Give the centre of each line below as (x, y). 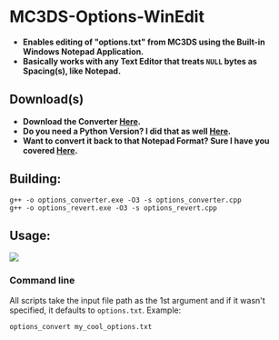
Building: (35, 179)
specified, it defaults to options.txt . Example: (95, 310)
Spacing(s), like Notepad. (71, 71)
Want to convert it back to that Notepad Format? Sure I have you (146, 140)
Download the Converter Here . (81, 121)
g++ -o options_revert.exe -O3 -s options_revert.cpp (114, 208)
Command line (42, 281)
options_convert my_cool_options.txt (81, 326)
